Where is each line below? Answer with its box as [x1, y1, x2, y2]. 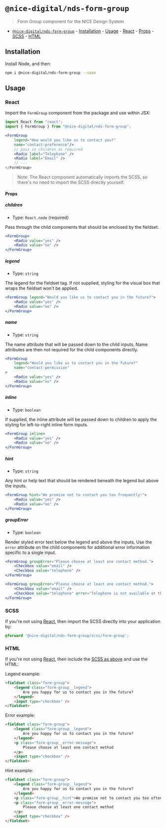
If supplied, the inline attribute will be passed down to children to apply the [5, 416, 157, 422]
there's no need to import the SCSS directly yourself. [17, 179, 125, 185]
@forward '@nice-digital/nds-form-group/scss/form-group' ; [5, 633, 129, 638]
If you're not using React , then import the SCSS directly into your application [5, 618, 161, 624]
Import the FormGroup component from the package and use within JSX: [5, 110, 151, 116]
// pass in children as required [14, 147, 83, 152]
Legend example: [5, 671, 41, 677]
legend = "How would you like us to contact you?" [14, 137, 116, 142]
